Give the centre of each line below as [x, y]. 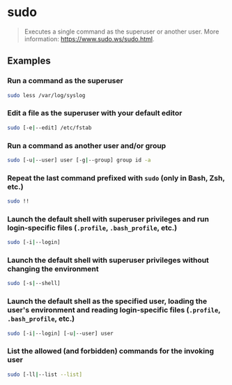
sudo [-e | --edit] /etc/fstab [49, 128]
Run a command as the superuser [65, 81]
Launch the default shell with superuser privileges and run [108, 219]
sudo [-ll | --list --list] [45, 375]
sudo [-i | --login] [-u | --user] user [60, 333]
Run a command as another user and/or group [87, 145]
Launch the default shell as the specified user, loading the [107, 301]
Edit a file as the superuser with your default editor [95, 113]
